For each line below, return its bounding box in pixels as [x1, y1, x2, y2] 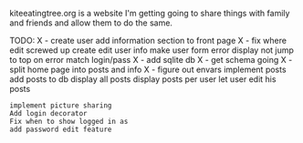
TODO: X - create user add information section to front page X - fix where [9, 36, 287, 46]
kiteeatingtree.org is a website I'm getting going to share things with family [9, 8, 290, 18]
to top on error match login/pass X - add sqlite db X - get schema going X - [9, 55, 293, 65]
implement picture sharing [9, 101, 112, 110]
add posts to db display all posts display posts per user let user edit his [9, 74, 277, 85]
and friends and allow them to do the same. [9, 17, 173, 28]
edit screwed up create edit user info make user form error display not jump [9, 45, 295, 56]
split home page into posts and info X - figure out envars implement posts [9, 64, 287, 75]
